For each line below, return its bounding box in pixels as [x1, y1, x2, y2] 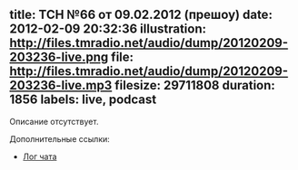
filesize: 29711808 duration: [114, 78, 275, 93]
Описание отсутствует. [9, 116, 99, 127]
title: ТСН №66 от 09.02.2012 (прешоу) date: [9, 7, 273, 23]
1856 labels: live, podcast [9, 92, 157, 108]
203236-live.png [9, 50, 109, 65]
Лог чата [22, 151, 57, 162]
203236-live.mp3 [9, 78, 113, 93]
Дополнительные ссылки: [9, 133, 111, 144]
